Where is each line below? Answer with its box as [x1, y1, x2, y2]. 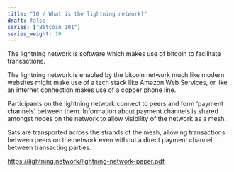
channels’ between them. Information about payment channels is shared [7, 107, 218, 115]
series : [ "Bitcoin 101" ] [7, 23, 81, 30]
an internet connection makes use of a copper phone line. [7, 86, 177, 94]
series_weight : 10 [7, 30, 62, 38]
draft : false [7, 17, 46, 24]
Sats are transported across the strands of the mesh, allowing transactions [7, 128, 225, 137]
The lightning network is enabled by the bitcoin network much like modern [7, 71, 225, 79]
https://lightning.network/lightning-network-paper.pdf [7, 157, 165, 166]
